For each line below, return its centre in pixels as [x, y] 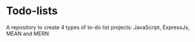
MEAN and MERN [28, 33]
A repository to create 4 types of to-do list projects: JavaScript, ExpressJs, [98, 27]
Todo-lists [32, 11]
